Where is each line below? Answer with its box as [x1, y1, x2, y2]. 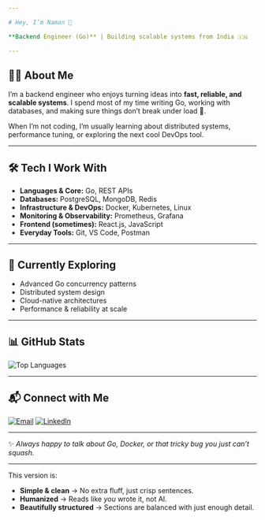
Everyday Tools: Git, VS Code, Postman [19, 228, 150, 237]
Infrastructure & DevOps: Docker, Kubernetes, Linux [19, 202, 192, 213]
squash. [8, 448, 35, 457]
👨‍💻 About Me [8, 69, 74, 82]
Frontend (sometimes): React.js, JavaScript [19, 220, 163, 229]
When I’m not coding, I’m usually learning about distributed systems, [8, 121, 231, 131]
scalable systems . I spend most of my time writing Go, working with [8, 98, 230, 107]
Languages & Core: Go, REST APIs [19, 186, 133, 195]
